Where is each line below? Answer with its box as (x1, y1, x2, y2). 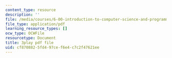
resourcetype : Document (5, 36, 56, 41)
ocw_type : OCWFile (5, 31, 45, 36)
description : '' (5, 12, 40, 17)
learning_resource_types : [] (5, 26, 68, 31)
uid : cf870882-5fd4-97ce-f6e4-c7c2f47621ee (5, 45, 100, 50)
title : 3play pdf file (5, 40, 54, 45)
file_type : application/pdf (5, 21, 66, 27)
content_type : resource (5, 7, 56, 13)
